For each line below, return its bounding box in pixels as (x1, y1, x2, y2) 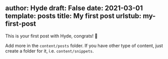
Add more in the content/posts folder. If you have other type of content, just (5, 42, 163, 48)
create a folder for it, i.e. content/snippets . (5, 47, 94, 54)
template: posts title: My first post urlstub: (5, 12, 142, 20)
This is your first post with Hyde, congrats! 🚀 (5, 32, 98, 39)
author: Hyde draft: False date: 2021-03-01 (5, 4, 143, 12)
